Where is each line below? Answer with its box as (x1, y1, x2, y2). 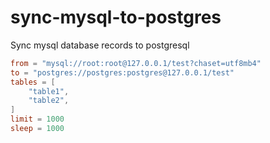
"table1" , (28, 86, 70, 96)
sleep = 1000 (10, 124, 65, 134)
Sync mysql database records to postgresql (10, 39, 190, 51)
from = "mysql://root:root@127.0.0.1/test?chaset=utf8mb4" (10, 58, 262, 68)
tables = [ (10, 77, 56, 87)
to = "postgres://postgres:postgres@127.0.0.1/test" (10, 67, 235, 78)
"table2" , (28, 96, 70, 106)
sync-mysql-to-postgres (10, 6, 222, 29)
